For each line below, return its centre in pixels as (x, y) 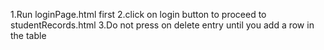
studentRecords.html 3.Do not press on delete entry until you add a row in (162, 25)
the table (28, 35)
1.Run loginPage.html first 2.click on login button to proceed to (138, 14)
